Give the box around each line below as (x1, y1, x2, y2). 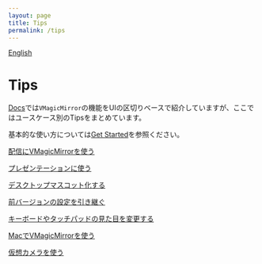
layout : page (8, 11, 51, 20)
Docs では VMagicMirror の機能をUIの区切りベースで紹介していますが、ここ (8, 103, 248, 113)
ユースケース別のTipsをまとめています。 (14, 113, 146, 123)
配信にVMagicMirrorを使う (8, 147, 95, 156)
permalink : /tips (8, 26, 66, 34)
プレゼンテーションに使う (8, 163, 92, 173)
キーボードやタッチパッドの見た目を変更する (8, 214, 154, 224)
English (8, 48, 32, 58)
